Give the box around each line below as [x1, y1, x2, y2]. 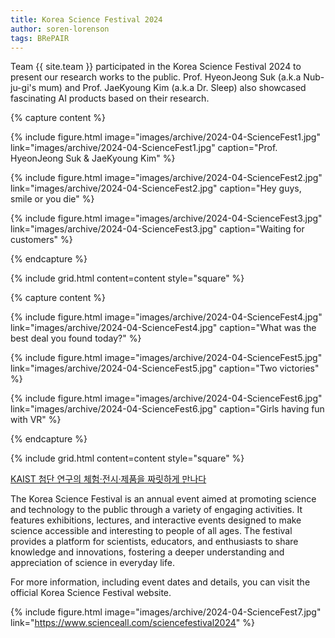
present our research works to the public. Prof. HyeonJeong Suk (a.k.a [10, 71, 302, 83]
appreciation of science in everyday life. [10, 557, 175, 569]
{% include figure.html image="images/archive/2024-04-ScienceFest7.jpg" [10, 606, 322, 618]
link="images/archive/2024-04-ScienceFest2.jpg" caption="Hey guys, [10, 182, 302, 195]
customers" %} [10, 234, 73, 246]
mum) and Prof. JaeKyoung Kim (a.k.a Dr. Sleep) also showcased [38, 82, 307, 94]
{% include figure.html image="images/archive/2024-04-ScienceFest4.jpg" [10, 311, 323, 323]
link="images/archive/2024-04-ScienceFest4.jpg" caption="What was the [10, 322, 317, 334]
